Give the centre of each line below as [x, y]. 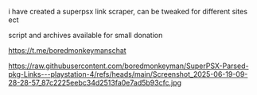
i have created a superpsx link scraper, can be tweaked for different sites [128, 11]
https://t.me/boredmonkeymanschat [67, 50]
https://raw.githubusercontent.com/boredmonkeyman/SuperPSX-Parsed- [128, 66]
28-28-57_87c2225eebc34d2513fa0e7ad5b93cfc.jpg [95, 83]
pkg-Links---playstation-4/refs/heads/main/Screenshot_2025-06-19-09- [128, 74]
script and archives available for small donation [86, 35]
